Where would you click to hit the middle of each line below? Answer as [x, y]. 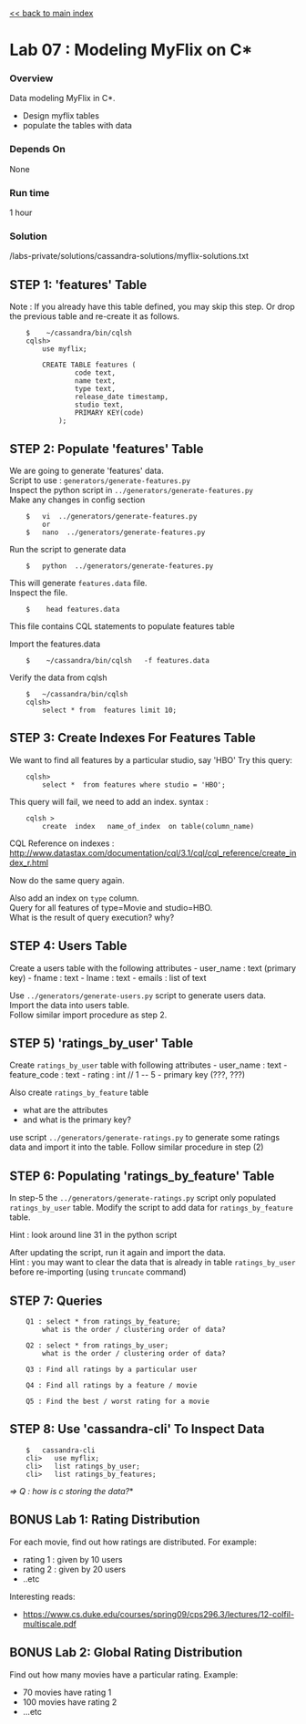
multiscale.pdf [50, 1624]
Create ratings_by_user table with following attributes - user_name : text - [148, 1065]
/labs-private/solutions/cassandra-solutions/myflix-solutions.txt [129, 256]
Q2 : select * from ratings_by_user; [97, 1346]
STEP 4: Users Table [68, 946]
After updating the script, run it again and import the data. [117, 1253]
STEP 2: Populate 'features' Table [107, 449]
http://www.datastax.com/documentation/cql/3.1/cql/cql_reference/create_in [153, 852]
